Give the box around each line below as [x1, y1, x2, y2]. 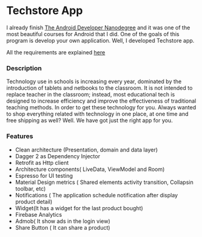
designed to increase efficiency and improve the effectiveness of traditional [6, 97, 197, 104]
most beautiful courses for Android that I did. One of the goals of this [6, 30, 180, 37]
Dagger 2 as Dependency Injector [15, 152, 101, 159]
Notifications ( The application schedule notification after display [15, 191, 178, 199]
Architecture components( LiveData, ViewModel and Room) [15, 166, 165, 173]
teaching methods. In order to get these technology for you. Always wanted [6, 104, 197, 111]
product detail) [15, 198, 53, 205]
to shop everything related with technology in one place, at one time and [6, 111, 189, 118]
